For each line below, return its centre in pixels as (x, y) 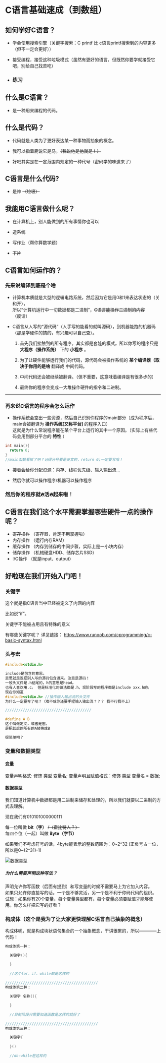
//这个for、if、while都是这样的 (40, 973)
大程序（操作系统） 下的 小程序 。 (54, 349)
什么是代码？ (25, 128)
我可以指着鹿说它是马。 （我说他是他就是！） (57, 151)
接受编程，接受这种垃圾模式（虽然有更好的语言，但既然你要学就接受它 (84, 60)
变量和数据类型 (23, 751)
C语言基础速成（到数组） (56, 10)
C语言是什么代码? (32, 178)
